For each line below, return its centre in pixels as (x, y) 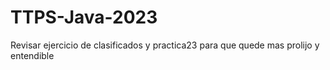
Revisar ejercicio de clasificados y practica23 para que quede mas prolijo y (165, 45)
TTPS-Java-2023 (84, 17)
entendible (32, 55)
